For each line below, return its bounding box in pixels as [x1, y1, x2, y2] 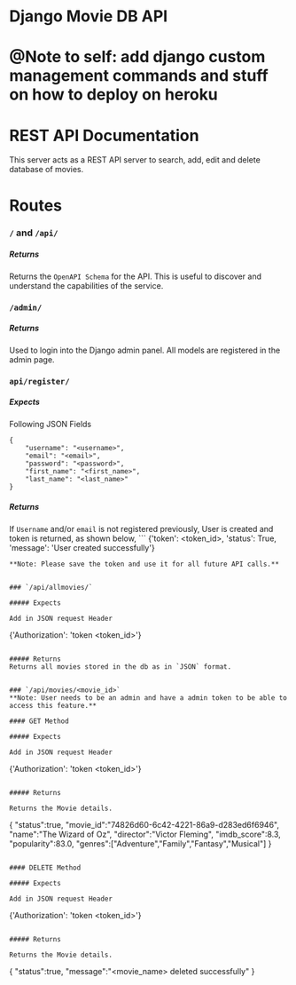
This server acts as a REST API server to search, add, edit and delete [9, 155, 261, 165]
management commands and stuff [9, 66, 269, 86]
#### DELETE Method [9, 863, 82, 872]
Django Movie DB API [9, 6, 168, 27]
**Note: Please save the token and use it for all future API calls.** [9, 560, 279, 569]
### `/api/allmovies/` [9, 584, 93, 592]
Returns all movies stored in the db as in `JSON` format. [9, 663, 232, 671]
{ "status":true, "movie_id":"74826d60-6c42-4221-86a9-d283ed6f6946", [9, 820, 279, 830]
